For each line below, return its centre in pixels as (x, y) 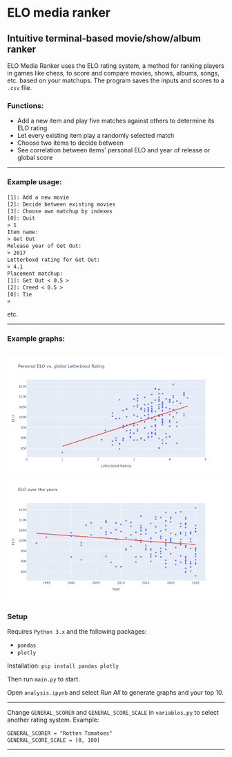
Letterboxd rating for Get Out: (54, 260)
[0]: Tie (20, 294)
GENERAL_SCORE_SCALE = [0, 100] (54, 740)
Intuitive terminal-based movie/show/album (104, 38)
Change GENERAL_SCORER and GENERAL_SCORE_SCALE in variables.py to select (113, 713)
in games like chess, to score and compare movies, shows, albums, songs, (113, 73)
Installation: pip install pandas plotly (63, 666)
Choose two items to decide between (70, 143)
